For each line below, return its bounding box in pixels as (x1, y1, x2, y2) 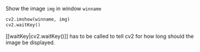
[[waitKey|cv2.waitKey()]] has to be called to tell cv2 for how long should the (5, 32, 194, 40)
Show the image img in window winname (5, 5, 102, 12)
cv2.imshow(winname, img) (5, 17, 70, 22)
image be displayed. (5, 38, 56, 46)
